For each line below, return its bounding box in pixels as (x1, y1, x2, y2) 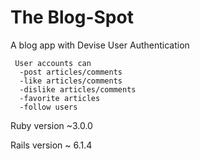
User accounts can (14, 58, 92, 68)
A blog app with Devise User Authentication (10, 39, 190, 51)
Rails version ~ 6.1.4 (10, 139, 93, 151)
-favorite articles (19, 93, 101, 103)
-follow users (19, 102, 78, 112)
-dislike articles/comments (19, 84, 137, 95)
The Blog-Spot (10, 6, 134, 29)
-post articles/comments (19, 67, 123, 77)
